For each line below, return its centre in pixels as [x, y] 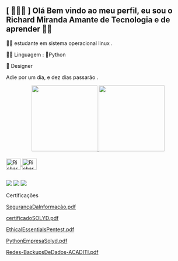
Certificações [22, 195]
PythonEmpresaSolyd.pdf [37, 241]
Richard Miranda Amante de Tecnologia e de [88, 20]
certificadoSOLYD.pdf [32, 218]
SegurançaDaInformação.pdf [41, 207]
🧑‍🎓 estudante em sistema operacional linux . [59, 43]
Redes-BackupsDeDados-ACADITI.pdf [52, 252]
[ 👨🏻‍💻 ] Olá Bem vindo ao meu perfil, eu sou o [89, 11]
